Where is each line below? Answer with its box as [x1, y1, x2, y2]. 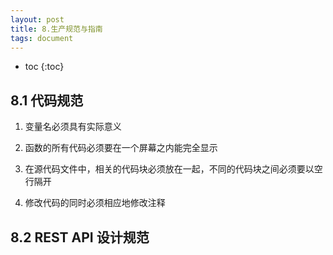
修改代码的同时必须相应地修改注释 [24, 197, 166, 209]
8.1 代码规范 [10, 92, 84, 109]
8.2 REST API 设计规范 [10, 229, 150, 246]
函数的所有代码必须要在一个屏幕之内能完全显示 [24, 142, 218, 154]
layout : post [10, 14, 65, 25]
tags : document [10, 33, 74, 43]
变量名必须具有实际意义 [24, 121, 122, 133]
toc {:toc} [24, 61, 65, 73]
